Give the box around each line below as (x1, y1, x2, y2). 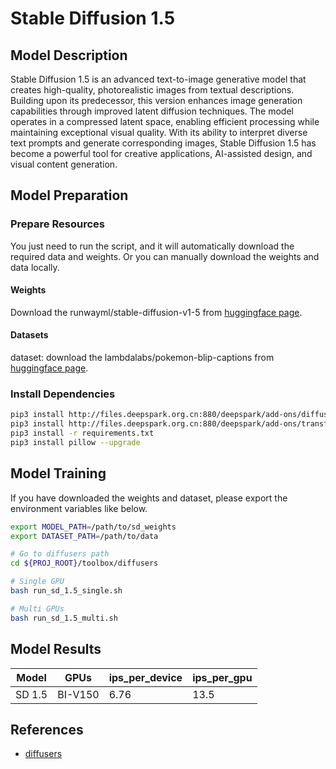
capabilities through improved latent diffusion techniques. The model (10, 105, 294, 117)
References (10, 721, 84, 738)
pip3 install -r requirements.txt (10, 428, 155, 439)
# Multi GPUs (10, 603, 65, 614)
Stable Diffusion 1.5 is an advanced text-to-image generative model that (10, 73, 307, 85)
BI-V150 (57, 687, 100, 701)
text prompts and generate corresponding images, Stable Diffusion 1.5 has (10, 137, 317, 149)
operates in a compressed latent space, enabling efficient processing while (10, 116, 320, 127)
